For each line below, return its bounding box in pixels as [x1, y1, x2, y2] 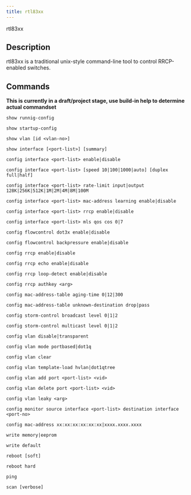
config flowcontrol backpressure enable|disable [6, 240, 129, 246]
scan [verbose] [6, 484, 44, 490]
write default [6, 443, 42, 449]
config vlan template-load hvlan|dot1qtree [6, 365, 116, 371]
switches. [27, 64, 51, 71]
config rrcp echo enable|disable [6, 261, 89, 267]
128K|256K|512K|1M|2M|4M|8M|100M [6, 188, 89, 194]
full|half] [6, 172, 33, 178]
